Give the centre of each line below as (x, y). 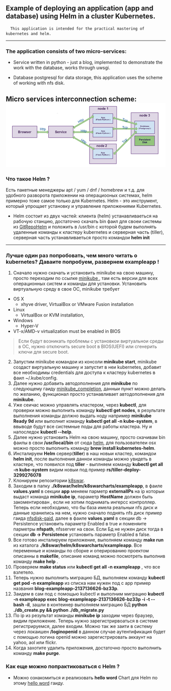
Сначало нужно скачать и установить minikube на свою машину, (83, 273)
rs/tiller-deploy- (124, 470)
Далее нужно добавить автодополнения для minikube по (75, 384)
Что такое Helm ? (28, 179)
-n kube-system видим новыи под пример (59, 470)
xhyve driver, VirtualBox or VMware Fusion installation (77, 304)
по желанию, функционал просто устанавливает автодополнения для (89, 394)
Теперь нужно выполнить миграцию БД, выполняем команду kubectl (89, 578)
